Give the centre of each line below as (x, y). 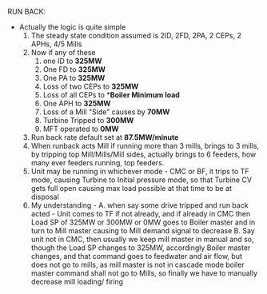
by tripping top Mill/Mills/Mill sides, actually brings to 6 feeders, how (143, 154)
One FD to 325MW (74, 70)
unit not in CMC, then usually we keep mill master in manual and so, (142, 239)
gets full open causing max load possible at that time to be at (132, 188)
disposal (45, 197)
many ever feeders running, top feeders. (98, 163)
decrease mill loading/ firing (77, 282)
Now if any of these (64, 52)
